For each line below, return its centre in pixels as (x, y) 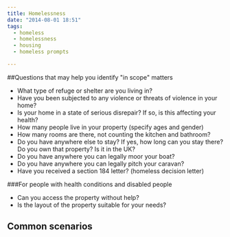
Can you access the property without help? (78, 197)
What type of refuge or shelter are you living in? (85, 91)
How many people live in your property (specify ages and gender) (110, 127)
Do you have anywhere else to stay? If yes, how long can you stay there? (120, 142)
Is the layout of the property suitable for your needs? (92, 205)
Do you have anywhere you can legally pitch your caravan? (101, 163)
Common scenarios (50, 226)
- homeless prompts (41, 52)
